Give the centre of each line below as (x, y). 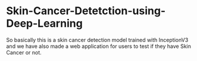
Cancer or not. (24, 52)
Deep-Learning (45, 23)
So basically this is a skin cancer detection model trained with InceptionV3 (97, 40)
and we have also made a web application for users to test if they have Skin (99, 46)
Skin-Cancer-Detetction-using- (86, 11)
